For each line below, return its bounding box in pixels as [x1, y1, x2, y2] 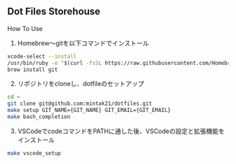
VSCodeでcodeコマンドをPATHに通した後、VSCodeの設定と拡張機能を [17, 127, 225, 135]
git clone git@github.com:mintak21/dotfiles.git [7, 100, 152, 108]
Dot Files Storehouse [7, 6, 100, 18]
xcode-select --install [7, 53, 77, 60]
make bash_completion [7, 113, 71, 120]
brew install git [7, 66, 58, 73]
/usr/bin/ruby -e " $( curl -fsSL [7, 59, 102, 66]
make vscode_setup [7, 149, 61, 157]
